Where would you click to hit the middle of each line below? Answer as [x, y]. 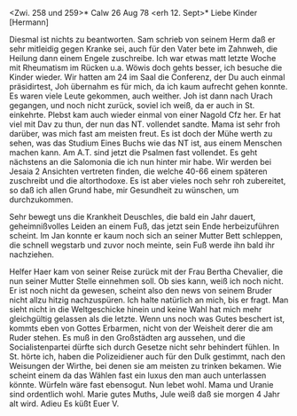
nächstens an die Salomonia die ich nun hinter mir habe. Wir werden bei [141, 162]
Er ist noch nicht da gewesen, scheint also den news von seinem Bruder [141, 290]
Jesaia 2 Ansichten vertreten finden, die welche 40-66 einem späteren [138, 171]
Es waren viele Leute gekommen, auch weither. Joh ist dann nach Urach [141, 96]
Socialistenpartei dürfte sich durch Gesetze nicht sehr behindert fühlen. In [145, 347]
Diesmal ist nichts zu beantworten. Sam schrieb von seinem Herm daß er [142, 39]
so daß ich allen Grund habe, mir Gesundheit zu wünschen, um [124, 190]
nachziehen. [32, 255]
